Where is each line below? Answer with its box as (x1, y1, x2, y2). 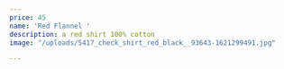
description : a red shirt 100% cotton (9, 30, 155, 39)
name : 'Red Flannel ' (9, 22, 91, 30)
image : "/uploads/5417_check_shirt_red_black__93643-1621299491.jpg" (9, 38, 277, 47)
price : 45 (9, 13, 47, 22)
